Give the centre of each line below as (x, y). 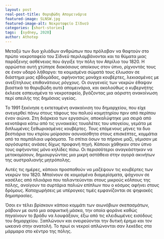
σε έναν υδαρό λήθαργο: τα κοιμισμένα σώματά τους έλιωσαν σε (72, 72)
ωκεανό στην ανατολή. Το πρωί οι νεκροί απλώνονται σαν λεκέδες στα (79, 226)
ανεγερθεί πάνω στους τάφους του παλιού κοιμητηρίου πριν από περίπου (81, 113)
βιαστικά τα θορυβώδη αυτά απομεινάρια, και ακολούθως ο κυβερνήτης (79, 88)
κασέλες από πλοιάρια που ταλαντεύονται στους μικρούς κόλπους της (78, 179)
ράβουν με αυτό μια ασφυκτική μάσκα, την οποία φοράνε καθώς (71, 210)
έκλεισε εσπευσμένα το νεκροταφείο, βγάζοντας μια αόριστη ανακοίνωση (82, 93)
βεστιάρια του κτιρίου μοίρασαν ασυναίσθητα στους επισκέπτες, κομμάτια (81, 134)
